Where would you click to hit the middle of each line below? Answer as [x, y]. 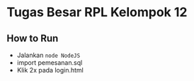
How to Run [33, 38]
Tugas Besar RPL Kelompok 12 [97, 12]
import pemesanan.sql [50, 63]
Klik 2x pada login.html [50, 70]
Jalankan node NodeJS [48, 55]
